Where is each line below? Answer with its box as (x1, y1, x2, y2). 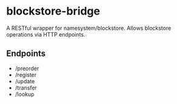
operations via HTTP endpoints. (6, 30, 86, 38)
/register (15, 71, 37, 78)
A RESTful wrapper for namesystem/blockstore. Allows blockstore (6, 24, 172, 32)
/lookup (15, 90, 35, 98)
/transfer (15, 84, 38, 91)
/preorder (15, 64, 39, 72)
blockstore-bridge (6, 4, 101, 18)
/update (15, 77, 35, 85)
